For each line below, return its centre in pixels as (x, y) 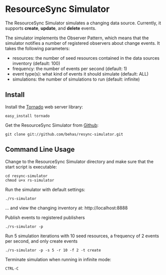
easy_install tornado (28, 116)
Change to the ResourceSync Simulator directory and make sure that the (80, 161)
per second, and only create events (41, 241)
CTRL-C (12, 269)
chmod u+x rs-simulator (30, 180)
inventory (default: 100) (36, 63)
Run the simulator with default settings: (45, 189)
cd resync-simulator (27, 176)
